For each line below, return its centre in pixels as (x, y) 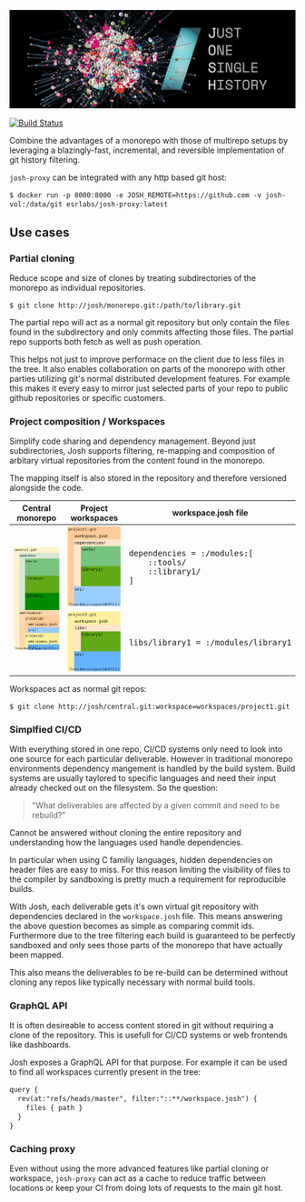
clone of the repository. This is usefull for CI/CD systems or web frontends (148, 1035)
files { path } (54, 1108)
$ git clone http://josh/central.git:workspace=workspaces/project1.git (150, 706)
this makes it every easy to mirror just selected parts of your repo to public (149, 388)
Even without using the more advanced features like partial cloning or (139, 1168)
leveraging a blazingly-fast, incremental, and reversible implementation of (147, 150)
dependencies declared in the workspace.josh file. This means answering (146, 916)
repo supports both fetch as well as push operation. (106, 341)
